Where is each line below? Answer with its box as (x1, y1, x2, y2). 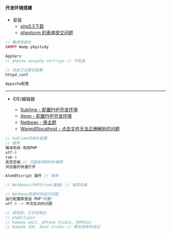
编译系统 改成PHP (5, 145, 37, 151)
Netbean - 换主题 (20, 119, 57, 125)
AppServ (5, 53, 22, 58)
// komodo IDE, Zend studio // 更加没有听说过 (5, 224, 100, 229)
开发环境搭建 (5, 5, 32, 11)
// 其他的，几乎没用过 (5, 210, 47, 215)
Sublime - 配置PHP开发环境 (20, 107, 78, 113)
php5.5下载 (20, 23, 44, 29)
